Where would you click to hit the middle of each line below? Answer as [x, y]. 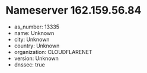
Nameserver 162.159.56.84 [73, 10]
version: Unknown [36, 58]
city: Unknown [32, 39]
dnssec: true [29, 64]
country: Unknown [37, 46]
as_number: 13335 [37, 27]
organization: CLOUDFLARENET [53, 52]
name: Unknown [34, 33]
